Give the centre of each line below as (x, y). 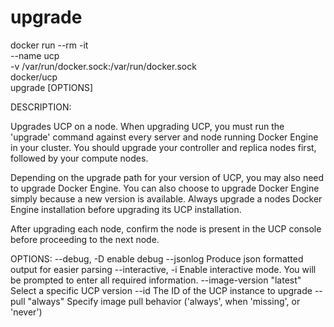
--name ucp (35, 55)
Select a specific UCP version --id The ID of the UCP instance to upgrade (161, 290)
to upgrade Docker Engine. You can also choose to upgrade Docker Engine (165, 188)
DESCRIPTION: (41, 107)
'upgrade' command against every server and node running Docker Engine (164, 137)
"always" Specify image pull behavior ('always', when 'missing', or (164, 301)
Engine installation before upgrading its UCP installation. (126, 209)
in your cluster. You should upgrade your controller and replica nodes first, (163, 147)
